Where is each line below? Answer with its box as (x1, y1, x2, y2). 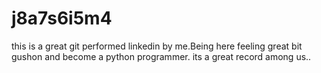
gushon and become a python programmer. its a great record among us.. (11, 50, 312, 62)
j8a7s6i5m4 (11, 7, 113, 30)
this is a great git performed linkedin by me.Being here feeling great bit (11, 40, 303, 52)
